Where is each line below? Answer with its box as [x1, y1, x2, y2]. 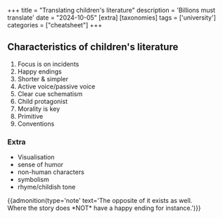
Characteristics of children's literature [7, 41, 179, 53]
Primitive [17, 112, 44, 120]
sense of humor [17, 161, 64, 169]
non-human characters [17, 168, 84, 176]
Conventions [17, 119, 55, 128]
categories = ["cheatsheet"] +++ [7, 21, 103, 29]
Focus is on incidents [17, 60, 79, 68]
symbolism [17, 175, 49, 184]
